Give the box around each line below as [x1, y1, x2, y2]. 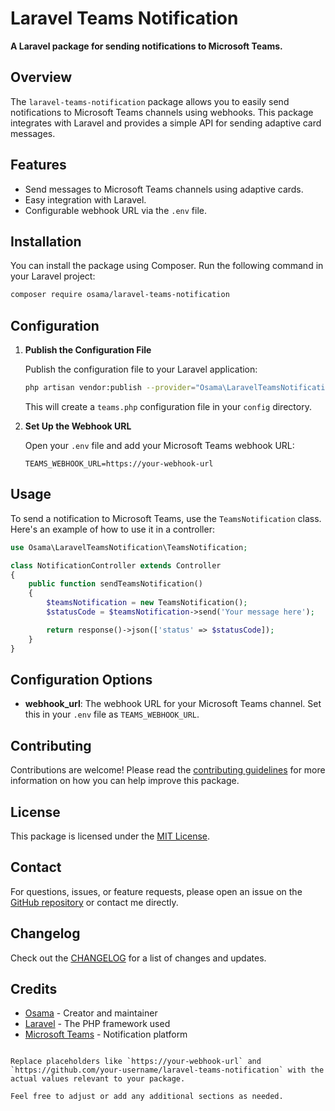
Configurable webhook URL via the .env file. [24, 204, 207, 216]
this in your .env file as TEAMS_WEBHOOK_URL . [24, 708, 200, 721]
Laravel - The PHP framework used [24, 1018, 171, 1030]
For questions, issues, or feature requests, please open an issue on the [10, 885, 303, 897]
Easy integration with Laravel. [24, 193, 147, 206]
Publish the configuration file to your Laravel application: [24, 363, 258, 376]
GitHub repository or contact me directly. [10, 896, 179, 908]
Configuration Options [10, 671, 153, 688]
